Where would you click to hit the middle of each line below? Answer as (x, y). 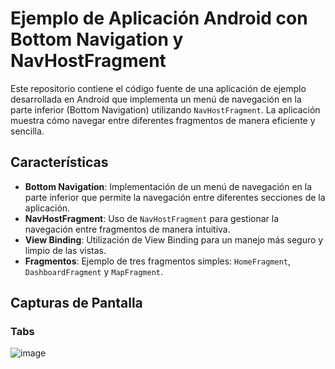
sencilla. (27, 131)
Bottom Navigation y (97, 39)
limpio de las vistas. (65, 250)
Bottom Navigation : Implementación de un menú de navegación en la (168, 186)
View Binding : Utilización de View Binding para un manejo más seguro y (174, 239)
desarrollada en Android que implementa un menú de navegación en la (156, 99)
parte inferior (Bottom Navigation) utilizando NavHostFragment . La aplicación (165, 109)
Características (59, 162)
